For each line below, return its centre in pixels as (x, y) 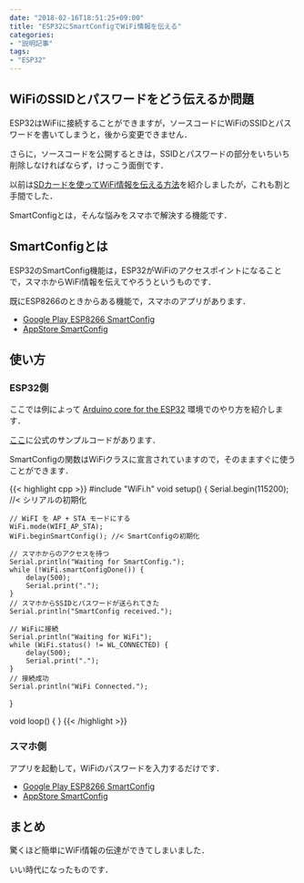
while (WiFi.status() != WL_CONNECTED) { (89, 645)
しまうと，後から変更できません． (129, 134)
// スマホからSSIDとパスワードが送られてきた (85, 604)
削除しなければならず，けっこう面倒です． (89, 165)
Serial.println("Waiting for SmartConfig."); (97, 562)
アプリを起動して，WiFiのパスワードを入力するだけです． (117, 768)
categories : (32, 35)
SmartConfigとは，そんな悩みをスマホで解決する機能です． (121, 215)
